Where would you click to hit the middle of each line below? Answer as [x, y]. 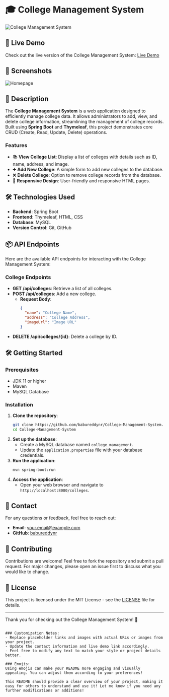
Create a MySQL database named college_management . [76, 444]
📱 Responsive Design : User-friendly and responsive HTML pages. [81, 181]
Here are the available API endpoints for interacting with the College [75, 259]
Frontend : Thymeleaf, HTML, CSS [48, 217]
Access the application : [38, 479]
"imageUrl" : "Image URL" [51, 322]
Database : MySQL [32, 223]
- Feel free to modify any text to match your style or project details [83, 651]
